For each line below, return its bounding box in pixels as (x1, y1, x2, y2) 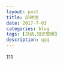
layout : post (6, 8, 39, 15)
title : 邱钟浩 (6, 14, 39, 20)
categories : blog (6, 25, 50, 32)
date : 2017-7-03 (6, 20, 47, 26)
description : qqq (6, 37, 50, 43)
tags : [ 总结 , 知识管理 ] (6, 31, 58, 37)
